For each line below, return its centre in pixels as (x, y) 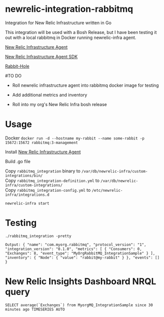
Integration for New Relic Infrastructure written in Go (58, 23)
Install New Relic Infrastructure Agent (43, 152)
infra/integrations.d (27, 195)
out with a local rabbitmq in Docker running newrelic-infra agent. (71, 37)
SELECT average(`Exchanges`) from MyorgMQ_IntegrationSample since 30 (79, 305)
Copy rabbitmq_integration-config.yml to (48, 190)
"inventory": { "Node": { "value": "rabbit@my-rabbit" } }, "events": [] (82, 257)
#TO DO (13, 75)
